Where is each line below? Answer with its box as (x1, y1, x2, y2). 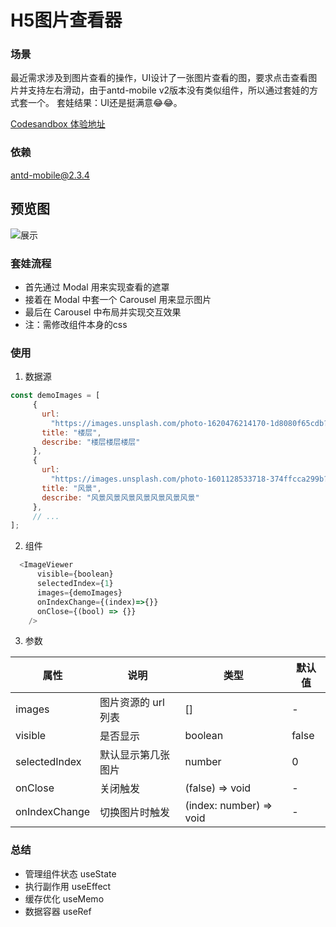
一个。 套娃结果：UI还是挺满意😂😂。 (27, 97, 183, 109)
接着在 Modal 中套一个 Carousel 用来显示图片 (24, 293, 212, 305)
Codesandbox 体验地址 (10, 118, 106, 130)
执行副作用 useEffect (24, 880, 112, 892)
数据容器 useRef (24, 905, 92, 917)
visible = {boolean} (36, 569, 114, 580)
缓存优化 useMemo (24, 892, 105, 905)
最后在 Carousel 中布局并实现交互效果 (24, 306, 182, 318)
